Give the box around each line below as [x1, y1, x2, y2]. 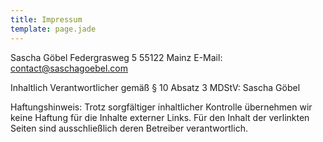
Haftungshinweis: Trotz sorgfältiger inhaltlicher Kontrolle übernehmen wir [10, 101, 313, 113]
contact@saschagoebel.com [10, 62, 129, 74]
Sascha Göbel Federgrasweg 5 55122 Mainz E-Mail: [10, 51, 223, 63]
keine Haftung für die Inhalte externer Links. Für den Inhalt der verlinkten [10, 111, 310, 123]
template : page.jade [10, 24, 97, 34]
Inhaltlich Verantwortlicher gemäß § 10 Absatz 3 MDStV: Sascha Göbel [10, 81, 301, 93]
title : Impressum [10, 14, 83, 25]
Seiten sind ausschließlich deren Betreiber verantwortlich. [10, 122, 248, 134]
